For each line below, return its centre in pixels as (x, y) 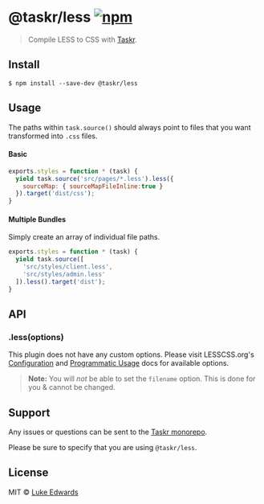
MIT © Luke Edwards (43, 492)
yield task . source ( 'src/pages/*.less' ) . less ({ (95, 178)
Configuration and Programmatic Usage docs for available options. (119, 363)
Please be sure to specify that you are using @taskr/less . (103, 448)
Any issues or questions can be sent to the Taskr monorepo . (108, 432)
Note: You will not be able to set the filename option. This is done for (142, 379)
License (28, 473)
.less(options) (36, 337)
